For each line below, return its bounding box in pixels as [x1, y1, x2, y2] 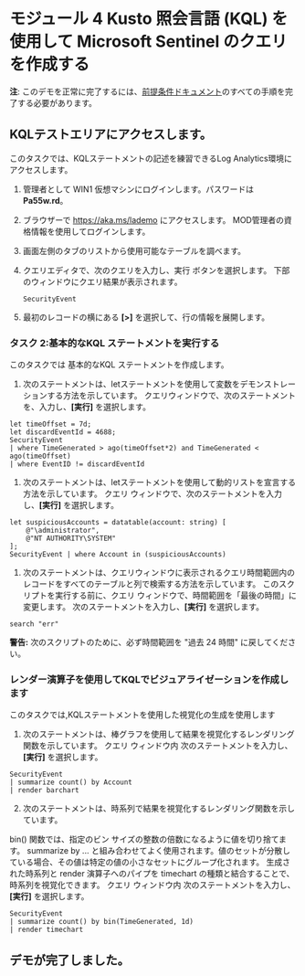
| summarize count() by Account [9, 778, 132, 787]
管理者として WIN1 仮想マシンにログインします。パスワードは [22, 184, 254, 195]
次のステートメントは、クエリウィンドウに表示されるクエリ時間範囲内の [22, 568, 295, 578]
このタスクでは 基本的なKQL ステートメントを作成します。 [9, 359, 230, 370]
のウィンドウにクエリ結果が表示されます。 [22, 276, 183, 287]
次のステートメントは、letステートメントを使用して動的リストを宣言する [22, 477, 297, 488]
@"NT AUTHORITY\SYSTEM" [26, 534, 117, 544]
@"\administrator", [26, 526, 100, 536]
